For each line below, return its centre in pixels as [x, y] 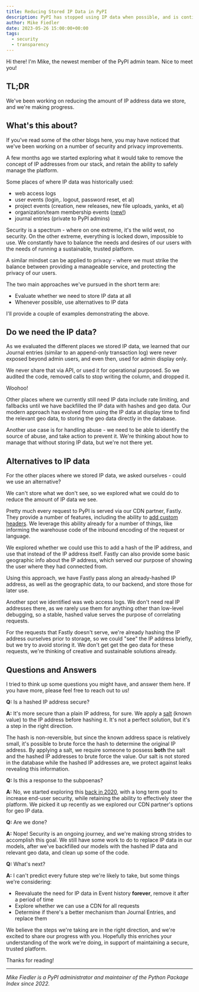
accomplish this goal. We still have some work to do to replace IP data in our [99, 840]
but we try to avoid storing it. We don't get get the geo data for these [90, 645]
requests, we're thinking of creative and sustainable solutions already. [92, 651]
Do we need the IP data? [52, 332]
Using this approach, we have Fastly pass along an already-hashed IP [91, 578]
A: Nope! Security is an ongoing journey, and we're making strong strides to [99, 833]
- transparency [30, 45]
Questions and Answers [52, 670]
